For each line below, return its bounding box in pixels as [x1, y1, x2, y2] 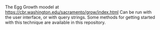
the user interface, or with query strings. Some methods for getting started [5, 15, 155, 20]
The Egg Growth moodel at [5, 4, 60, 10]
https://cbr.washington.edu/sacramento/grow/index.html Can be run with [5, 9, 152, 15]
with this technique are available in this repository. [5, 19, 106, 25]
